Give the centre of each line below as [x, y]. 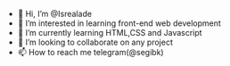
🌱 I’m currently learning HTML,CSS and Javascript [110, 33]
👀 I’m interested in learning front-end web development [119, 23]
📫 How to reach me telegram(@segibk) [90, 52]
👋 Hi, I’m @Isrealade [54, 14]
